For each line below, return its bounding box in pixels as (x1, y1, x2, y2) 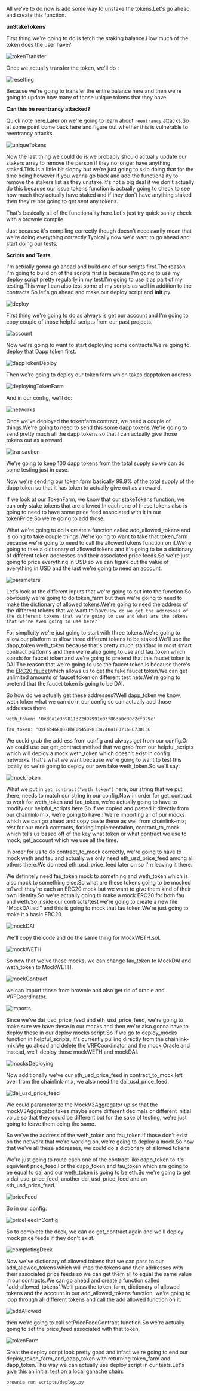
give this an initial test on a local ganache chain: (6, 1368, 124, 1375)
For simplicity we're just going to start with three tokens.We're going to (6, 629, 180, 636)
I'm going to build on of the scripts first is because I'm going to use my (6, 270, 180, 276)
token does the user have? (6, 41, 72, 48)
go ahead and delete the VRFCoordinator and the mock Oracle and (26, 1042, 190, 1049)
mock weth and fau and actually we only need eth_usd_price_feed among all (6, 855, 194, 862)
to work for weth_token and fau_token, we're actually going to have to (6, 798, 177, 805)
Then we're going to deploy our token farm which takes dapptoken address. (6, 371, 193, 378)
